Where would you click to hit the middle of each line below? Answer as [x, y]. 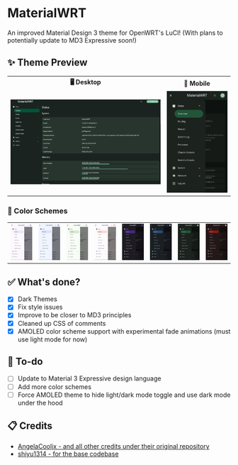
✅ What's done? [44, 282]
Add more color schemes [55, 387]
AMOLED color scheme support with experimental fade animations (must [124, 331]
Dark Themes [38, 299]
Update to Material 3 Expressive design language [89, 378]
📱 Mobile [197, 83]
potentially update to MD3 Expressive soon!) [72, 40]
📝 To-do [25, 362]
